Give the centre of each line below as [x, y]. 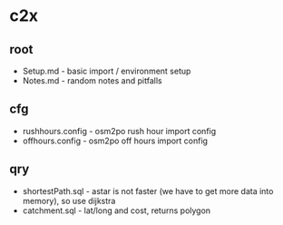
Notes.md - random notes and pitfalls [92, 81]
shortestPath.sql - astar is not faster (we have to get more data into [148, 191]
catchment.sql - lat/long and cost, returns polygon [117, 210]
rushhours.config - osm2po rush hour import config [119, 131]
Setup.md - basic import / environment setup [107, 71]
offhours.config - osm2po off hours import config [115, 141]
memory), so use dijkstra [69, 201]
